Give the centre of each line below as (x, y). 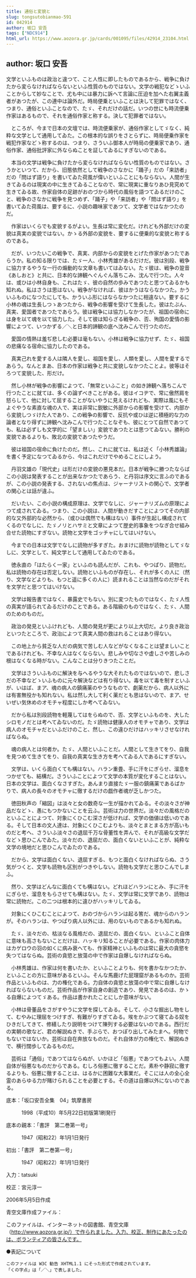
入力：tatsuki (22, 1174)
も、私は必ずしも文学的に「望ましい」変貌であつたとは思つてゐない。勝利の (98, 429)
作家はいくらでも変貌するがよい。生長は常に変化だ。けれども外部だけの (98, 226)
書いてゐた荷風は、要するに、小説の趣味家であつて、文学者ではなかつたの (95, 206)
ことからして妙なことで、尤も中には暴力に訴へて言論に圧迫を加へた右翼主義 (98, 94)
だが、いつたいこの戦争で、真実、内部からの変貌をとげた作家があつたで (98, 253)
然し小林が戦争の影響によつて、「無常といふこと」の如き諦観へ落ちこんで (99, 385)
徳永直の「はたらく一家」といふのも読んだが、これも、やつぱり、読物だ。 (100, 565)
